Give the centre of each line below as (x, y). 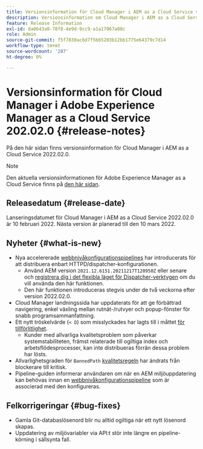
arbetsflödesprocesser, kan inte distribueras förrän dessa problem (106, 348)
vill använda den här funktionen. (64, 284)
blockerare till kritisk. (41, 367)
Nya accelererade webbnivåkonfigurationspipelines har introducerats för (105, 258)
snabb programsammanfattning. (55, 316)
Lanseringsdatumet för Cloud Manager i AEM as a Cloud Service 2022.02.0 (100, 218)
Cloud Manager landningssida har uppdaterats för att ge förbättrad (98, 303)
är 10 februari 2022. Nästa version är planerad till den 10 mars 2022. (91, 224)
